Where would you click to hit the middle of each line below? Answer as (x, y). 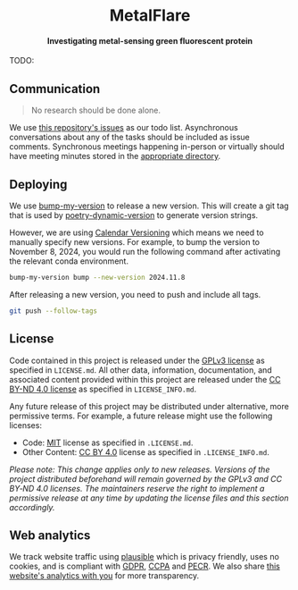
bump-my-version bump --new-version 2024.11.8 (97, 278)
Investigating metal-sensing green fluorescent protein (150, 40)
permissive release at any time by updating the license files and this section (149, 498)
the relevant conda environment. (69, 261)
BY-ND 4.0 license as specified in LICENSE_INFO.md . (103, 389)
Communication (55, 89)
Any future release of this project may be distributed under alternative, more (149, 406)
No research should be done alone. (96, 110)
